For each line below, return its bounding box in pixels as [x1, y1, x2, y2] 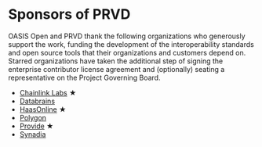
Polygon [19, 113, 47, 122]
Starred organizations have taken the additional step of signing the [8, 56, 224, 66]
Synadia [19, 129, 46, 138]
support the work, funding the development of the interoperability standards [8, 39, 255, 48]
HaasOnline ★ [19, 104, 67, 114]
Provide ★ [19, 121, 54, 131]
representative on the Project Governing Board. [8, 73, 161, 82]
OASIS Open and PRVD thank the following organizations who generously [8, 31, 246, 41]
